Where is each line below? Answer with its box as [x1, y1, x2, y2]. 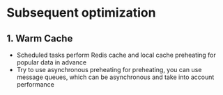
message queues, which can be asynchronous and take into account [16, 73, 215, 81]
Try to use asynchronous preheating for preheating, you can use [16, 66, 202, 74]
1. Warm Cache [6, 33, 73, 44]
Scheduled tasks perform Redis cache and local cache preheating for [16, 51, 217, 59]
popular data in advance [16, 58, 87, 67]
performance [16, 80, 55, 88]
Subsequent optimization [6, 5, 156, 21]
